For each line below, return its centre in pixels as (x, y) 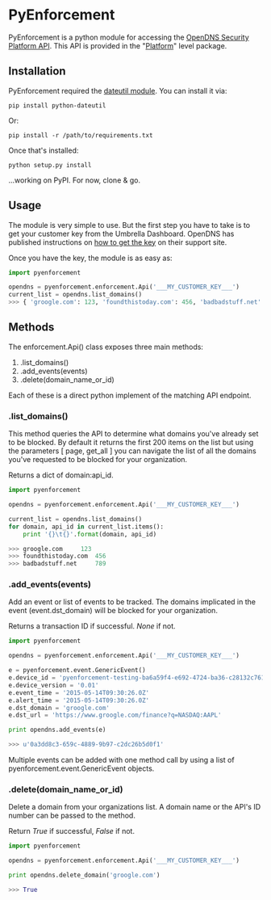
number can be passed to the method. (72, 816)
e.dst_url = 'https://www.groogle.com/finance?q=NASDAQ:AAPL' (115, 715)
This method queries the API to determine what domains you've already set (133, 434)
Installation (37, 71)
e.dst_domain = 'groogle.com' (59, 708)
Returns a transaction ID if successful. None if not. (92, 626)
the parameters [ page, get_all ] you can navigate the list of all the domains (132, 451)
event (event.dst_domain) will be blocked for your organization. (113, 611)
